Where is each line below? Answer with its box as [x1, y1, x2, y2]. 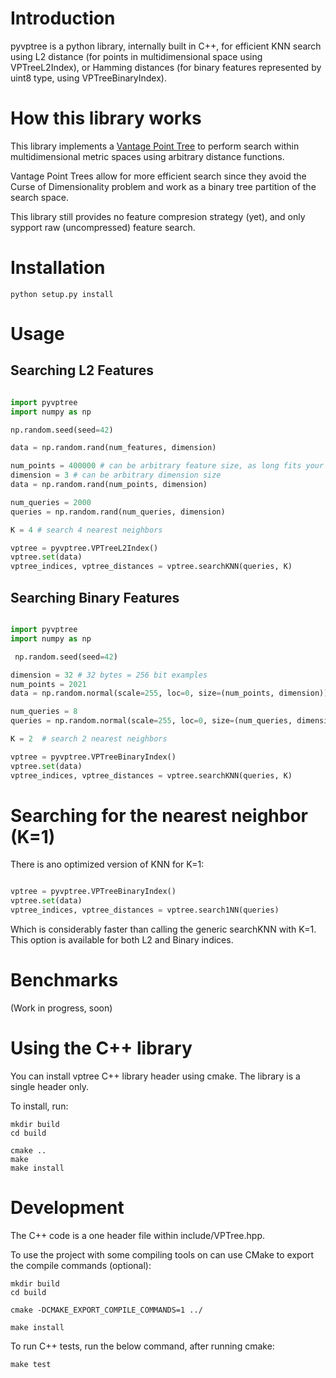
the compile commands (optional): [10, 1259, 152, 1271]
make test [10, 1359, 52, 1369]
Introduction [10, 7, 116, 30]
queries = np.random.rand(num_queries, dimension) [10, 507, 226, 517]
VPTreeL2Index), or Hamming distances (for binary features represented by [10, 61, 322, 73]
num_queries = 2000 [10, 497, 92, 507]
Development [10, 1197, 125, 1219]
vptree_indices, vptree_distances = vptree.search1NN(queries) [10, 905, 280, 916]
